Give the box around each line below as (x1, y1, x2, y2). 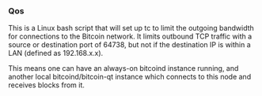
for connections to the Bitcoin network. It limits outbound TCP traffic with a (8, 31, 253, 41)
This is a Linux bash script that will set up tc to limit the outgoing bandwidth (8, 24, 255, 33)
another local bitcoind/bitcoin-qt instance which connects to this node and (8, 72, 252, 82)
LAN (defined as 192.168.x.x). (8, 49, 104, 58)
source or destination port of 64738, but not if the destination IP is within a (8, 40, 251, 50)
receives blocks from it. (8, 80, 85, 90)
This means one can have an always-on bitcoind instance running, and (8, 64, 239, 73)
